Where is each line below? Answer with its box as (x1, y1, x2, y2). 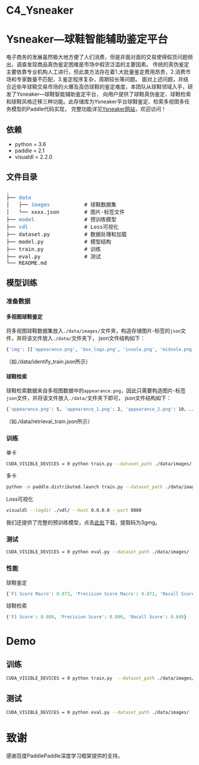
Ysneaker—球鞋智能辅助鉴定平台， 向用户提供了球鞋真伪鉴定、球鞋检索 (16, 90, 191, 98)
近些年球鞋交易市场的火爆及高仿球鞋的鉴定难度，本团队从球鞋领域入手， (11, 83, 188, 90)
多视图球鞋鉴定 (6, 313, 43, 320)
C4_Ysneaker (6, 4, 74, 17)
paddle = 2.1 (14, 147, 45, 154)
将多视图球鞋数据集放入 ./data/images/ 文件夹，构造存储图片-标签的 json (6, 328, 181, 335)
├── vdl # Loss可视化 (6, 223, 119, 230)
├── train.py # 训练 (6, 245, 101, 253)
